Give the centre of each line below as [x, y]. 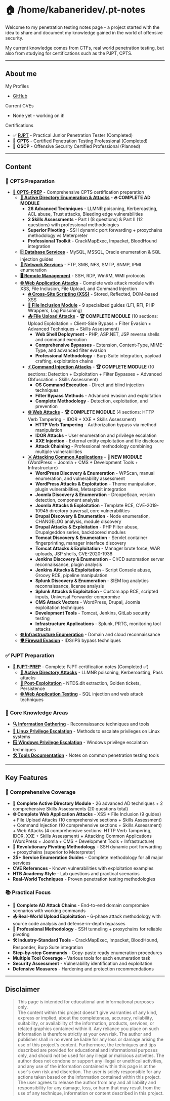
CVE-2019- [147, 505]
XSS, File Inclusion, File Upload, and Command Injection [79, 289]
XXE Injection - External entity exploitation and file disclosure [100, 441]
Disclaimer [23, 989]
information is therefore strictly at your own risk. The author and [84, 1034]
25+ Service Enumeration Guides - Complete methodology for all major [88, 857]
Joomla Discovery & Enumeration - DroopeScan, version [95, 495]
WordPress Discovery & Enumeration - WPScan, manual [95, 473]
